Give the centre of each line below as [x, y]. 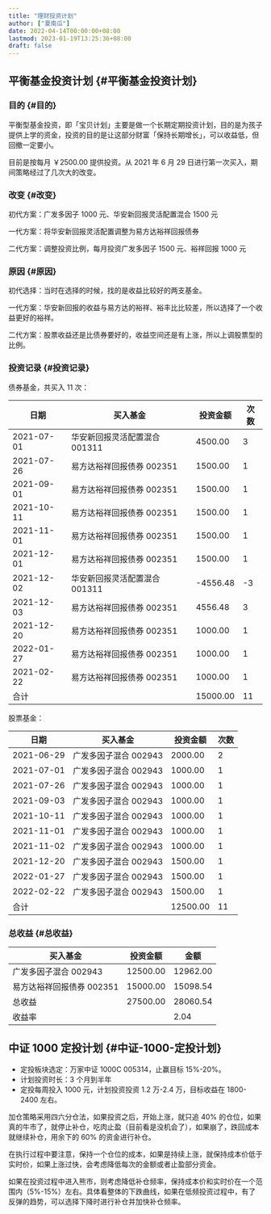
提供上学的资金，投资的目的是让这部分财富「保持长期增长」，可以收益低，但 [134, 135]
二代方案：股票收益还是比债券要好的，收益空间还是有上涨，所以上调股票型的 [135, 335]
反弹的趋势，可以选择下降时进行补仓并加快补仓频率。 [97, 1201]
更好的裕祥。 [36, 318]
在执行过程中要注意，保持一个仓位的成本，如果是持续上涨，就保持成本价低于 [135, 1154]
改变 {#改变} [33, 195]
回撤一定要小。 [33, 145]
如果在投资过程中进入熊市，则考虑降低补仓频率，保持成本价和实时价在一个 [132, 1181]
